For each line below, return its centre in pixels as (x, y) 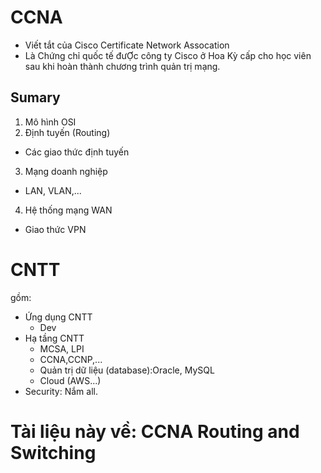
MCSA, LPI (62, 348)
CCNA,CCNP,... (71, 359)
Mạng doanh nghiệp (66, 171)
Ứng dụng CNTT (58, 317)
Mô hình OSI (50, 122)
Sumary (35, 97)
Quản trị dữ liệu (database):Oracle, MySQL (127, 370)
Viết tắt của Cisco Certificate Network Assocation (127, 45)
